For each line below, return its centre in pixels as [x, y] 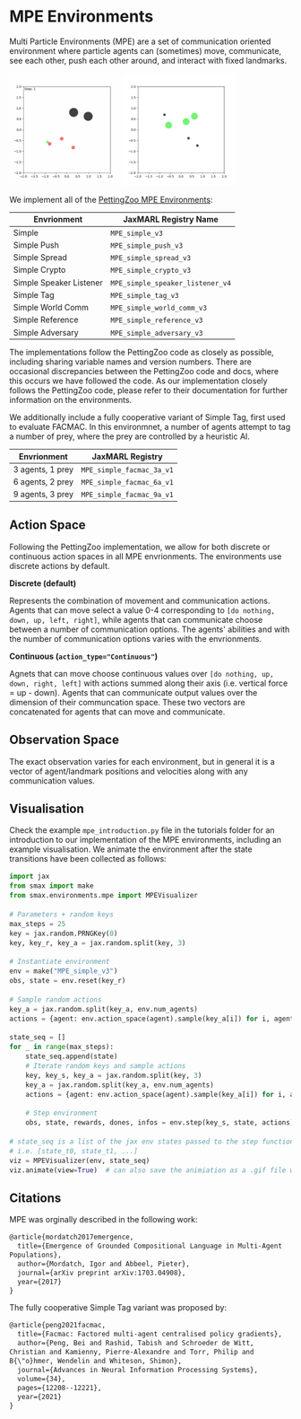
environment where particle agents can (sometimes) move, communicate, [146, 50]
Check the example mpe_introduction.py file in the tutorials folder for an [142, 830]
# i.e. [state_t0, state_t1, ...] [74, 1151]
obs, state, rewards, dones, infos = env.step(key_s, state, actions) [160, 1123]
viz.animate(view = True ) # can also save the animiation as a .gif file [148, 1170]
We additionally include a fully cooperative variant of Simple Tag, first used [147, 417]
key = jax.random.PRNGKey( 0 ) [64, 933]
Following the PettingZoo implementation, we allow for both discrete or [140, 547]
